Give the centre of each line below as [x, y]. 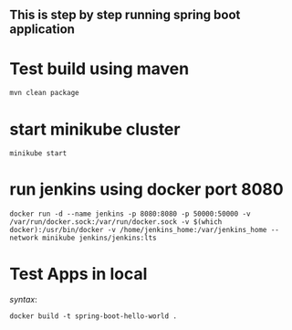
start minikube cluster [95, 129]
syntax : [24, 300]
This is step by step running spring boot [125, 15]
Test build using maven [99, 69]
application [42, 30]
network [24, 238]
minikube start [38, 154]
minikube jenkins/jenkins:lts [99, 238]
